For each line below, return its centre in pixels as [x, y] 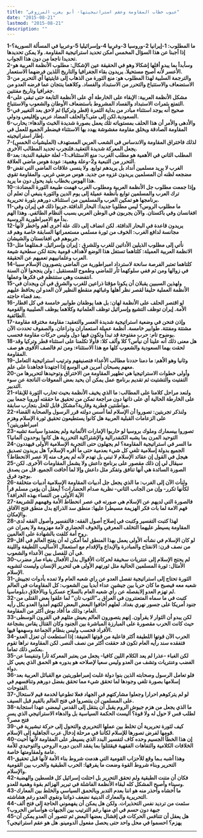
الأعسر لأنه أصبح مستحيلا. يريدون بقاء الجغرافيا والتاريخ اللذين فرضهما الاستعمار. [95, 72]
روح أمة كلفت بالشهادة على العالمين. [48, 534]
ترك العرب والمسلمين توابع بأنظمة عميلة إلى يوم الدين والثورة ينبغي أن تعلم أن [93, 193]
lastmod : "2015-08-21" [35, 23]
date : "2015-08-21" [31, 18]
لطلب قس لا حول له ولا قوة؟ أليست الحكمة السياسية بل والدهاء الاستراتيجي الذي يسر [101, 714]
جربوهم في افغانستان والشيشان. [43, 239]
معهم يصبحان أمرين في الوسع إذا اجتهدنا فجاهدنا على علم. [70, 367]
